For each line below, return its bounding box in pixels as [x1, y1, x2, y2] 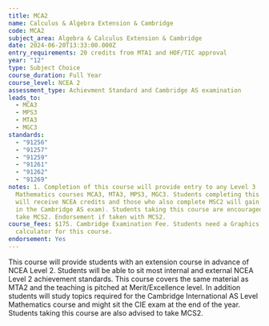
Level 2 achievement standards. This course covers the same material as [8, 274, 249, 284]
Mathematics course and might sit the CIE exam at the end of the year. [8, 300, 241, 309]
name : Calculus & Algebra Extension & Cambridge [8, 19, 174, 27]
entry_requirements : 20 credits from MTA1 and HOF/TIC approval [8, 49, 227, 57]
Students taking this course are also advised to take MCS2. [8, 308, 203, 317]
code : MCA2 [8, 26, 45, 34]
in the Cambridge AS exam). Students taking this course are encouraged [15, 205, 263, 213]
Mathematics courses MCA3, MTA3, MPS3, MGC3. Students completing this [15, 190, 260, 199]
